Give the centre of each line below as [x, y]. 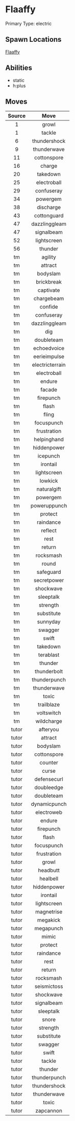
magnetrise [49, 912]
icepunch [49, 456]
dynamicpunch [49, 804]
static [18, 80]
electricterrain [49, 365]
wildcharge [49, 721]
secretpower [49, 580]
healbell [49, 879]
